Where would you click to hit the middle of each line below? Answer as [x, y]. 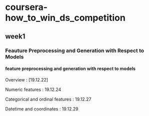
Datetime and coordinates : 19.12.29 [42, 108]
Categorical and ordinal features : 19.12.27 [48, 99]
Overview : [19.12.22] [27, 79]
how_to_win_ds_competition [65, 18]
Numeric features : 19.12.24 [33, 89]
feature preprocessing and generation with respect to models [70, 68]
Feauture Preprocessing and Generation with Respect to [75, 50]
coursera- [26, 7]
